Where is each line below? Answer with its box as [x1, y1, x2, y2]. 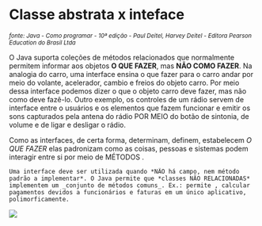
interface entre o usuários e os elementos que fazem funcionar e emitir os [9, 103, 251, 113]
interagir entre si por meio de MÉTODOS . [9, 152, 145, 162]
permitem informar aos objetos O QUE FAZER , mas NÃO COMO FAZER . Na [9, 61, 253, 71]
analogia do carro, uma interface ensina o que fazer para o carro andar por [9, 69, 254, 79]
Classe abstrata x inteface [9, 6, 185, 24]
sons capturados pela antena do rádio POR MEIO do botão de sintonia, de [9, 111, 249, 121]
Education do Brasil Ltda [9, 38, 76, 47]
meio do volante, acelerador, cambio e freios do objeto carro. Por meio [9, 78, 240, 87]
